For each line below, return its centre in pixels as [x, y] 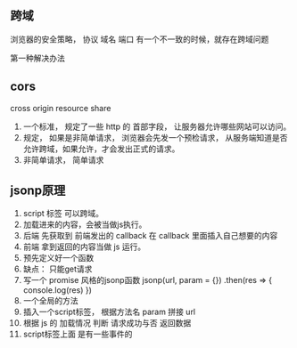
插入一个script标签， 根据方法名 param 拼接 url [109, 312]
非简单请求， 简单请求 [63, 159]
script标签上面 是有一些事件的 [78, 334]
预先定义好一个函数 [58, 258]
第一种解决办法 [37, 58]
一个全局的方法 [50, 301]
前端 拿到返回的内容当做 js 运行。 [84, 247]
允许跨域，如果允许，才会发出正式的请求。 [101, 149]
